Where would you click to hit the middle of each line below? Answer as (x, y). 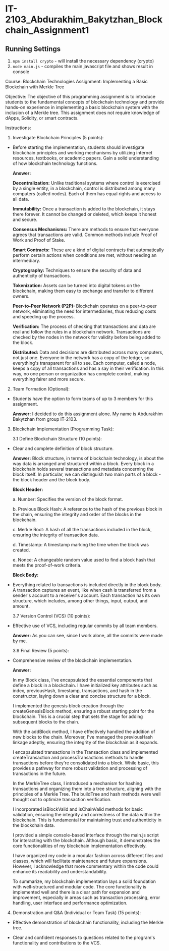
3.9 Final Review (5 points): (41, 651)
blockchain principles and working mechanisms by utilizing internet (82, 153)
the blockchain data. (34, 825)
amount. (21, 606)
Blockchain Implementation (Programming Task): (63, 429)
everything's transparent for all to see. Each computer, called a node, (84, 363)
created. (21, 550)
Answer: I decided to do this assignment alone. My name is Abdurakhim (88, 414)
